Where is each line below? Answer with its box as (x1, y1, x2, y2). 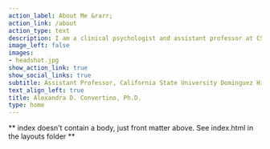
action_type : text (8, 26, 70, 34)
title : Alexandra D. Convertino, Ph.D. (8, 94, 142, 102)
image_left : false (8, 42, 70, 50)
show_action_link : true (8, 64, 88, 72)
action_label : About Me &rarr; (8, 11, 113, 20)
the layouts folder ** (8, 131, 76, 141)
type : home (8, 101, 45, 109)
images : (8, 49, 35, 57)
